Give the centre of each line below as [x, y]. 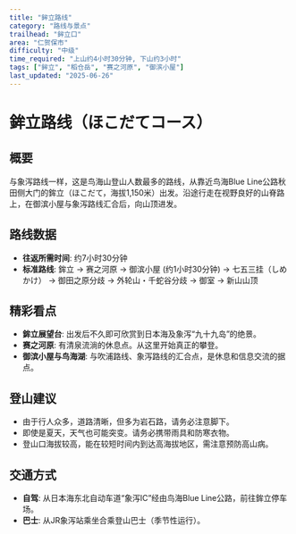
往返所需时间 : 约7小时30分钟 [75, 258]
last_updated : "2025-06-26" [62, 76]
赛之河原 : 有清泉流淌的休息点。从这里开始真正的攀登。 [123, 346]
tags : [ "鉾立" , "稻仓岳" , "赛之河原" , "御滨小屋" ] [97, 68]
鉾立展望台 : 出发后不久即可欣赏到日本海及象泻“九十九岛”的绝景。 [142, 334]
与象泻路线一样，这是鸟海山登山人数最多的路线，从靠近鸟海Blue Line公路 [144, 181]
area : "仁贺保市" [39, 42]
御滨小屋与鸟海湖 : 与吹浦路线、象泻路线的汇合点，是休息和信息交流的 [150, 356]
